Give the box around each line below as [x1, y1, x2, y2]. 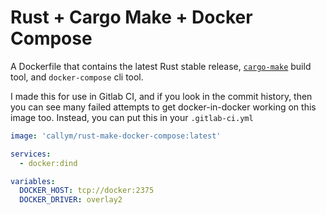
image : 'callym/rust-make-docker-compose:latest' [10, 131, 222, 141]
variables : [10, 176, 56, 186]
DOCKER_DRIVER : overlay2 [19, 195, 123, 205]
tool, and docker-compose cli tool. [10, 71, 144, 83]
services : [10, 149, 52, 159]
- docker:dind [19, 158, 78, 168]
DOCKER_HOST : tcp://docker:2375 [19, 186, 155, 196]
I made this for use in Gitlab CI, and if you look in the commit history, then [10, 90, 313, 102]
